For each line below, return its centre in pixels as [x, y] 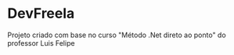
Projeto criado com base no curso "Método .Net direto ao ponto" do [117, 35]
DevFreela [41, 14]
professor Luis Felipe [41, 43]
